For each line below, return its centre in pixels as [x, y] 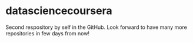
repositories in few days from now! [47, 33]
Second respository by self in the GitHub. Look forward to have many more [96, 27]
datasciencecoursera [59, 11]
